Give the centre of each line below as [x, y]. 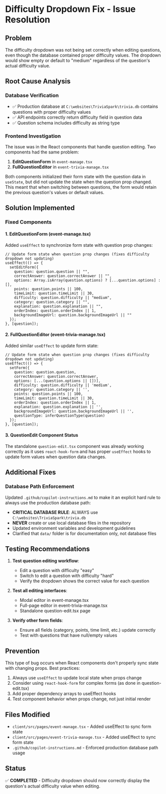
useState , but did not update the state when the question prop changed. [79, 182]
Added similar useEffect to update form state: [52, 346]
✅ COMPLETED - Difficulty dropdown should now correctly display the [78, 780]
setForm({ [20, 368]
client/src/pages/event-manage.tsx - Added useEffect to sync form [82, 726]
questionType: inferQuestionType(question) [60, 416]
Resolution [28, 20]
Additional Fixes [30, 472]
